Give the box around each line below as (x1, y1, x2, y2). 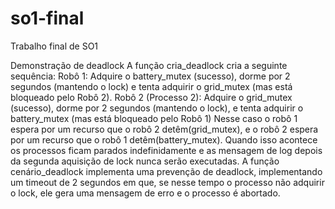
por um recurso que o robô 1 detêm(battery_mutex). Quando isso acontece (10, 133, 318, 146)
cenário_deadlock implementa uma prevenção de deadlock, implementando (10, 165, 323, 177)
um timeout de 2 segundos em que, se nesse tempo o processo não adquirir (10, 176, 325, 188)
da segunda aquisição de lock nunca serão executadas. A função (10, 155, 280, 167)
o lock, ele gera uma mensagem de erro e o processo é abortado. (10, 187, 281, 199)
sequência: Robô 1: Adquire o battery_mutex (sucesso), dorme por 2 (10, 70, 291, 82)
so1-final (10, 7, 85, 30)
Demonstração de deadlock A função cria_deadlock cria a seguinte (10, 59, 288, 71)
